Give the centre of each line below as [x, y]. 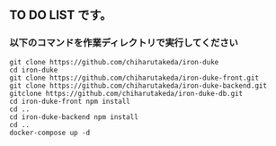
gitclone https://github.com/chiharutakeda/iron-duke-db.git [126, 93]
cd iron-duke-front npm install [70, 101]
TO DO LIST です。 [61, 15]
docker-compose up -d [50, 133]
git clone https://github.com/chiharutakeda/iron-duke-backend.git [138, 86]
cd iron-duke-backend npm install [74, 117]
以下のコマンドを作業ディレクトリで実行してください [124, 43]
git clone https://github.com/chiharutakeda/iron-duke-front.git [134, 78]
